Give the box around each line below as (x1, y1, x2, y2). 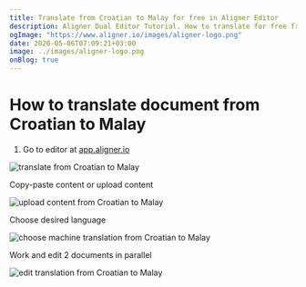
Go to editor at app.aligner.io (22, 143, 130, 154)
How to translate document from (9, 94, 260, 115)
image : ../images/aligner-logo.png (9, 47, 145, 56)
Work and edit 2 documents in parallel (9, 249, 152, 260)
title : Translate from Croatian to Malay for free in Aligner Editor (9, 13, 280, 23)
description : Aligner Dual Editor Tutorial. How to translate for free (9, 22, 287, 31)
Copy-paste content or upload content (9, 179, 154, 190)
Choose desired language (9, 214, 107, 225)
